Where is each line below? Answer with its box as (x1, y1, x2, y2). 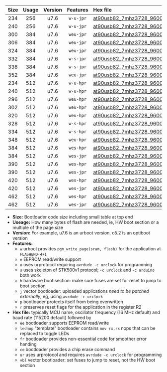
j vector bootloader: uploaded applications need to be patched (19, 288, 149, 294)
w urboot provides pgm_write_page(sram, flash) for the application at (19, 246, 161, 251)
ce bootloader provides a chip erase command (19, 347, 115, 352)
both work (19, 272, 41, 278)
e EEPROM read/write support (19, 256, 81, 262)
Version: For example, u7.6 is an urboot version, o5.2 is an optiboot (12, 230, 151, 236)
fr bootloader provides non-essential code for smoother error (19, 336, 147, 342)
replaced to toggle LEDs (19, 331, 70, 336)
